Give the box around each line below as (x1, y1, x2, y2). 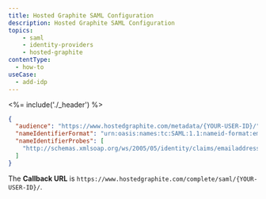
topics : (8, 26, 34, 34)
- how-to (15, 63, 44, 71)
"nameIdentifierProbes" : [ (15, 137, 104, 145)
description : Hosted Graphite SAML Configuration (8, 19, 176, 27)
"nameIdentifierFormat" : (15, 130, 97, 138)
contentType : (8, 56, 51, 64)
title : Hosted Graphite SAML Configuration (8, 11, 154, 20)
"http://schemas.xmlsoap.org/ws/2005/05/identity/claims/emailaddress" (22, 144, 264, 152)
